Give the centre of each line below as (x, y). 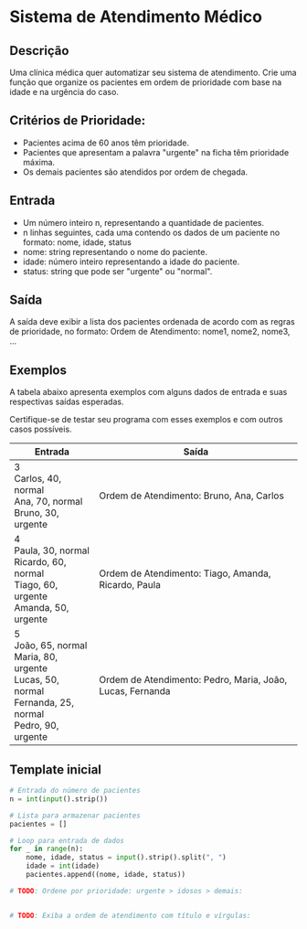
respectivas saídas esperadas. (67, 402)
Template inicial (56, 769)
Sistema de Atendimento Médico (136, 17)
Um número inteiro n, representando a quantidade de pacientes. (143, 222)
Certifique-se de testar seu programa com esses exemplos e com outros (146, 420)
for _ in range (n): (47, 849)
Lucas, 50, (37, 680)
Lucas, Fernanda (135, 691)
